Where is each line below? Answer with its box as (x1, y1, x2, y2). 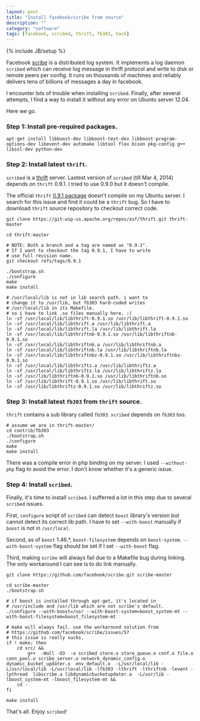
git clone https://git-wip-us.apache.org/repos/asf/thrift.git (6, 216, 167, 222)
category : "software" (6, 25, 60, 32)
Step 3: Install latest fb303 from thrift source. (6, 397, 142, 405)
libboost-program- (131, 136, 178, 142)
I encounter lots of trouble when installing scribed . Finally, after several (6, 90, 181, 97)
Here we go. (6, 108, 37, 115)
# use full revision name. (6, 252, 73, 259)
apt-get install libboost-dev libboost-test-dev (6, 136, 130, 142)
